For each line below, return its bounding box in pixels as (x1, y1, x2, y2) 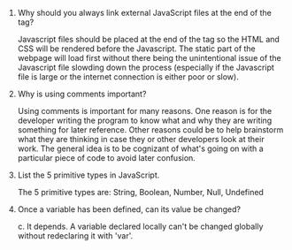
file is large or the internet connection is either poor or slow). (17, 72, 239, 82)
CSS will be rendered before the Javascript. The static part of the (17, 43, 257, 54)
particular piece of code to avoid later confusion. (17, 153, 196, 163)
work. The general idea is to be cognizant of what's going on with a (17, 143, 264, 154)
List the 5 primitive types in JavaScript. (17, 170, 160, 180)
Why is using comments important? (17, 88, 147, 99)
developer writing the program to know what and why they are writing (17, 115, 273, 125)
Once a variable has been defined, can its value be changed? (17, 204, 242, 215)
